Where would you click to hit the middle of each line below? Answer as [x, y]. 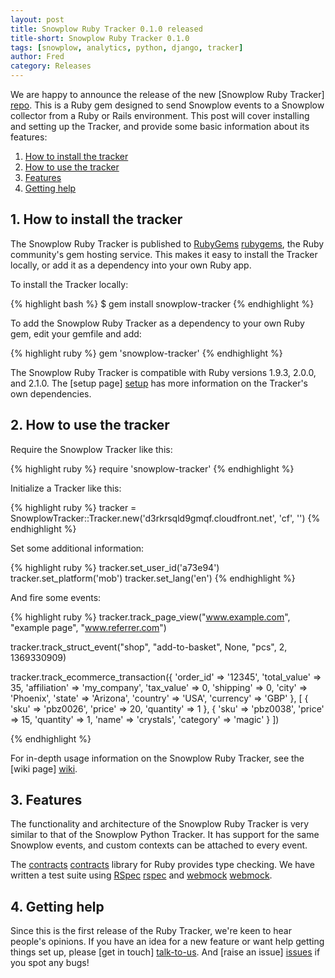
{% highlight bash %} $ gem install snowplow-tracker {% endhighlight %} [162, 303]
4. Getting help [57, 906]
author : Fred [37, 57]
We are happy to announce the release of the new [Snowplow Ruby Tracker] [167, 94]
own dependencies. [51, 393]
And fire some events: [56, 597]
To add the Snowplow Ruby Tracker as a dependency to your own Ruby [157, 323]
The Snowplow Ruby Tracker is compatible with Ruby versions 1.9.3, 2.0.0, [163, 372]
